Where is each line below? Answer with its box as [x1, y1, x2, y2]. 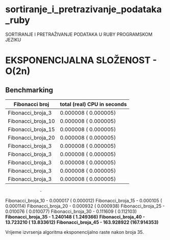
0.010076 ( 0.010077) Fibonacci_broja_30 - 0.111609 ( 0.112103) [5, 208, 137, 215]
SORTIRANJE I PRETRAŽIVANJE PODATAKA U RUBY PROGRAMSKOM [5, 31, 153, 37]
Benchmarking [5, 86, 54, 94]
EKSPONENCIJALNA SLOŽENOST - [5, 55, 157, 66]
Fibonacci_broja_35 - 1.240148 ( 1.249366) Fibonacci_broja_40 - [5, 214, 145, 220]
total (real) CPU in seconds [60, 100, 127, 108]
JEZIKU [5, 37, 21, 43]
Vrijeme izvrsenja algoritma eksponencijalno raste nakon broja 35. [5, 229, 144, 235]
